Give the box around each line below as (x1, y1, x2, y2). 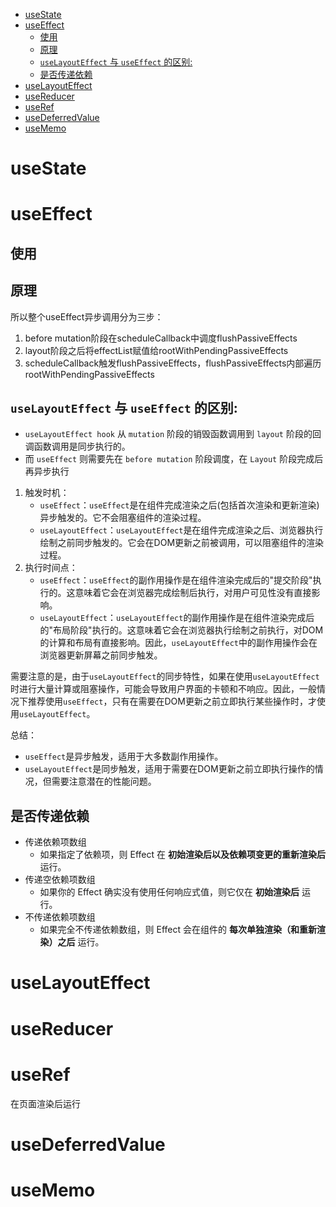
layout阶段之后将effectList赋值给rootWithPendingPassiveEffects (24, 344, 289, 356)
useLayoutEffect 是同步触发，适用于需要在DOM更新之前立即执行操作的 (24, 763, 315, 775)
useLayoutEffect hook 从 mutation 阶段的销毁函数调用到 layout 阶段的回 (24, 428, 322, 440)
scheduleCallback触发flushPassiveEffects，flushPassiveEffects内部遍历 (24, 357, 322, 369)
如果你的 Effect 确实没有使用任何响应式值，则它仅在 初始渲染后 (39, 886, 300, 898)
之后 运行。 (57, 936, 105, 948)
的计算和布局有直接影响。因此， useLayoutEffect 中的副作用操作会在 (39, 637, 318, 649)
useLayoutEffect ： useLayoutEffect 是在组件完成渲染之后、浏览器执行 (39, 524, 324, 536)
